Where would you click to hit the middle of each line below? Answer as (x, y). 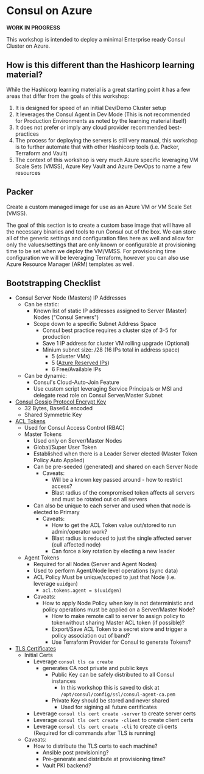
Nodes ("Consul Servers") (66, 317)
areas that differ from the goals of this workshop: (68, 96)
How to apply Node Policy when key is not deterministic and (118, 603)
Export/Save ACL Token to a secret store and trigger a (119, 629)
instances (64, 681)
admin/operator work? (79, 532)
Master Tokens (43, 434)
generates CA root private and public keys (95, 668)
